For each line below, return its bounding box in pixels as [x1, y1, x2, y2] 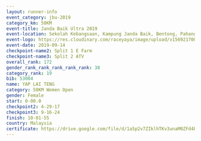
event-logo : [6, 37, 36, 43]
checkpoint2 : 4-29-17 [6, 103, 60, 110]
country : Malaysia [6, 121, 52, 127]
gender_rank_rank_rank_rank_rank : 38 [6, 64, 100, 71]
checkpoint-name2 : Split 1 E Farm [6, 48, 93, 54]
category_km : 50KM [6, 20, 52, 26]
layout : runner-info [6, 8, 58, 15]
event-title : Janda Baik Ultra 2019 [6, 25, 98, 32]
